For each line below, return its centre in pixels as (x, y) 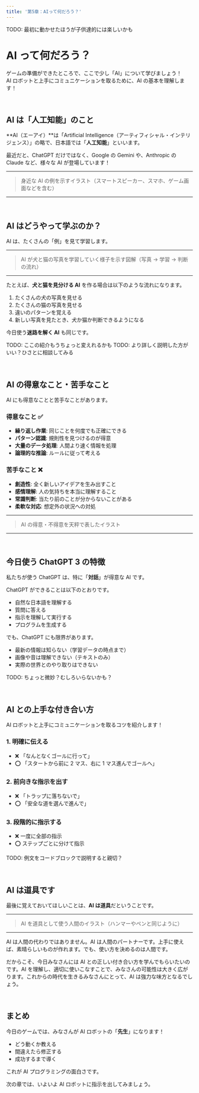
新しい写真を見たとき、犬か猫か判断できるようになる (79, 320)
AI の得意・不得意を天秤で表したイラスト (70, 524)
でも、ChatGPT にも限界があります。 (51, 637)
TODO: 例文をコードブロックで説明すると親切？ (65, 858)
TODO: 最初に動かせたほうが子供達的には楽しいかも (70, 29)
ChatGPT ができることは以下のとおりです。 (59, 590)
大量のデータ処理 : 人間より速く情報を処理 (65, 446)
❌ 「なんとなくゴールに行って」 (54, 756)
